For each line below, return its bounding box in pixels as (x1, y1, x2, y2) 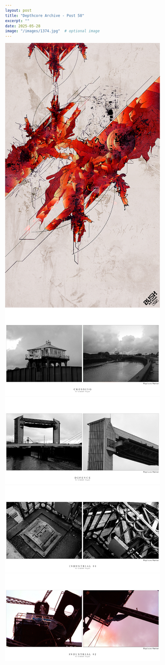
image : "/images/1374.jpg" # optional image (5, 28, 100, 34)
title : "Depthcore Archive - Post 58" (5, 13, 84, 18)
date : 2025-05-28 (5, 24, 41, 28)
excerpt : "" (5, 18, 29, 23)
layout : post (5, 8, 32, 13)
